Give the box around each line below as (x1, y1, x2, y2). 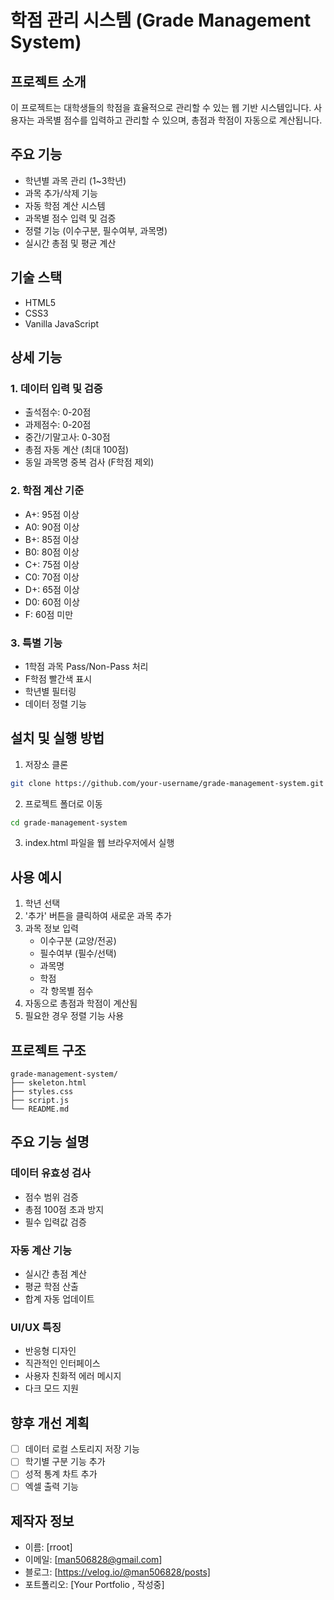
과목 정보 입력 (24, 922, 79, 935)
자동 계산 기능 (10, 1243, 73, 1257)
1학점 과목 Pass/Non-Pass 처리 (24, 660, 149, 672)
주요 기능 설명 (10, 1134, 90, 1151)
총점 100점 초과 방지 (24, 1203, 105, 1215)
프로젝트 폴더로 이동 (24, 797, 103, 810)
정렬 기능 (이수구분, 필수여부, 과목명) (24, 224, 168, 236)
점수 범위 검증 (24, 1191, 79, 1203)
